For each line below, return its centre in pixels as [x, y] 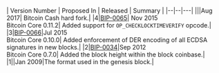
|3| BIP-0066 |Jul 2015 [37, 32]
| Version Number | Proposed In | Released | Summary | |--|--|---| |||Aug [109, 11]
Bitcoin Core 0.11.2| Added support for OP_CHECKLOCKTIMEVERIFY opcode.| [109, 25]
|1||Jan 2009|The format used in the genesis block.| [80, 62]
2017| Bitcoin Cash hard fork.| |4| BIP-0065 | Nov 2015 [82, 18]
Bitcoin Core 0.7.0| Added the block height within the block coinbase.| [106, 54]
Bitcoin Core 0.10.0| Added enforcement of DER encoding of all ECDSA [107, 40]
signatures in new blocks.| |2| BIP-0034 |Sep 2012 [76, 47]
